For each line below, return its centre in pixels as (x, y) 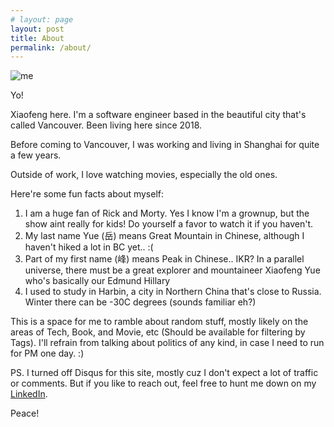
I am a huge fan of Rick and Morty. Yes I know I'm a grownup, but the (167, 213)
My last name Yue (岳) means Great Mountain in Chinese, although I (164, 236)
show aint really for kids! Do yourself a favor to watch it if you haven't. (169, 224)
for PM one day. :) (47, 353)
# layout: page (42, 19)
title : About (37, 38)
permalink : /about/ (51, 47)
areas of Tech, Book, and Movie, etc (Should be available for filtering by (158, 332)
